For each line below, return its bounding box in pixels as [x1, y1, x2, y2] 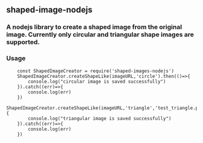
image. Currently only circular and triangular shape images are [6, 30, 195, 39]
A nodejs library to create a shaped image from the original [6, 23, 182, 31]
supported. [6, 38, 40, 46]
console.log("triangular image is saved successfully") [28, 115, 172, 121]
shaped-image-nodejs [6, 5, 92, 15]
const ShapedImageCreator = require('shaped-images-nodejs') [17, 68, 174, 74]
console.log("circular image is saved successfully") [28, 78, 166, 84]
